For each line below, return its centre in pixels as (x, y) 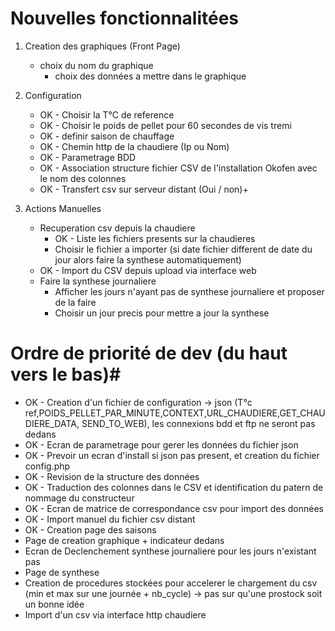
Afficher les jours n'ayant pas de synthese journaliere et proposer (189, 291)
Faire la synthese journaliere (98, 281)
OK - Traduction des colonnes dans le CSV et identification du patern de (174, 487)
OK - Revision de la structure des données (112, 476)
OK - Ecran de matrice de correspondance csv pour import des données (174, 508)
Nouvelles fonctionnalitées (125, 18)
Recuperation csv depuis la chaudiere (117, 228)
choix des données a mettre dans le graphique (150, 76)
